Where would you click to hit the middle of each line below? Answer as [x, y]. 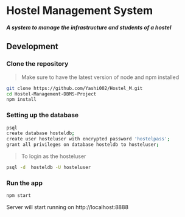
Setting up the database [43, 115]
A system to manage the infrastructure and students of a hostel [89, 27]
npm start [19, 196]
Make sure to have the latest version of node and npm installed [100, 77]
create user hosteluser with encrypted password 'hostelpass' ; [88, 139]
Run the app [24, 183]
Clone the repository [37, 64]
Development [33, 46]
